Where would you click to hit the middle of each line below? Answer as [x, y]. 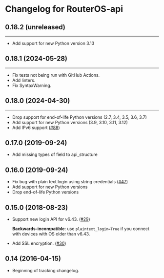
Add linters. [24, 80]
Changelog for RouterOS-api [64, 9]
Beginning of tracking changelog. [46, 270]
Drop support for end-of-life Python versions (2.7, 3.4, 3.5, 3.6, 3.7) [80, 117]
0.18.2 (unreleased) [35, 27]
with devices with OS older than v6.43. [51, 234]
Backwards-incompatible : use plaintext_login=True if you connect [81, 229]
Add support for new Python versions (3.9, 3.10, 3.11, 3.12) [70, 122]
